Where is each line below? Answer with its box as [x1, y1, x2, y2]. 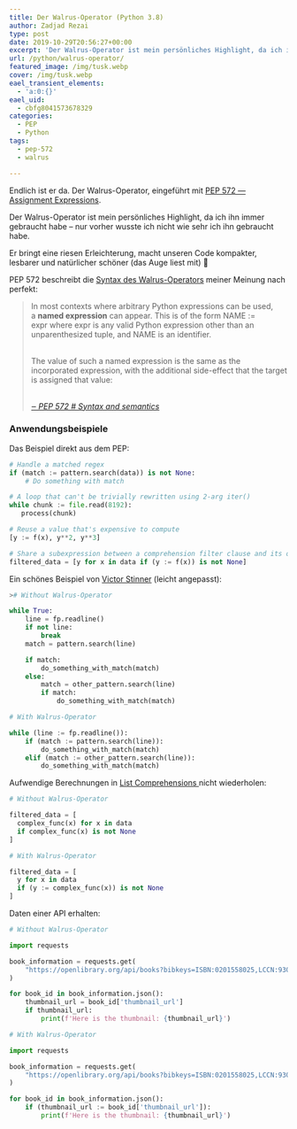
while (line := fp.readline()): [9, 728, 128, 738]
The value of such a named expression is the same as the [30, 355, 241, 366]
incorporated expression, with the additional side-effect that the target [30, 365, 287, 375]
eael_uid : [9, 95, 46, 104]
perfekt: [9, 283, 38, 294]
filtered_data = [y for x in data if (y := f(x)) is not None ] [9, 557, 247, 567]
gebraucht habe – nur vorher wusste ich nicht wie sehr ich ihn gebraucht [9, 220, 274, 231]
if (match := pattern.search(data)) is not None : [9, 468, 196, 477]
